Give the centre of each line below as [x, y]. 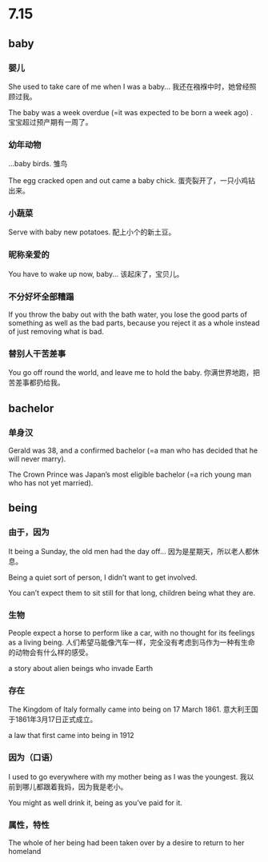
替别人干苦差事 [37, 353]
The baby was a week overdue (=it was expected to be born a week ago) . [131, 112]
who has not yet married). [51, 483]
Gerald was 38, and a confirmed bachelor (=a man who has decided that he [133, 451]
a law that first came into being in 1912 [71, 736]
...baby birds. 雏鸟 [38, 164]
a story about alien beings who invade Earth [81, 668]
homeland [25, 851]
